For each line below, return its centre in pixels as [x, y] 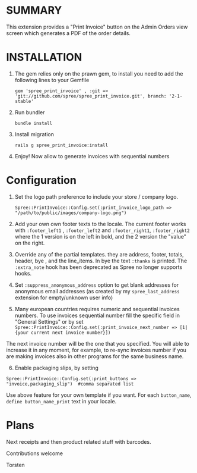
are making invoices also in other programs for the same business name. [95, 356]
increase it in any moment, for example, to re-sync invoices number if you [96, 350]
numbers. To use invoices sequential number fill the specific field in [97, 315]
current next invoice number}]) [71, 333]
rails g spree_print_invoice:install [61, 145]
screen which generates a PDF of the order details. [68, 33]
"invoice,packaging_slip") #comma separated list [70, 384]
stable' [24, 101]
